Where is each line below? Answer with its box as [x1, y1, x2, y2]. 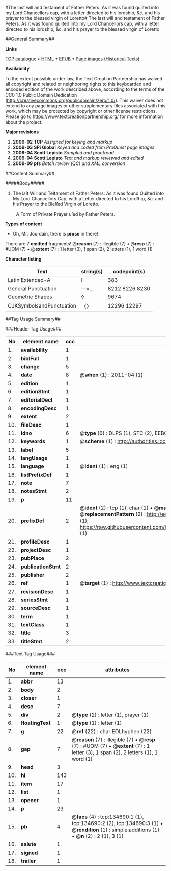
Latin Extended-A [8, 277, 51, 284]
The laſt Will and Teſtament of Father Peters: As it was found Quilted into [12, 190, 164, 196]
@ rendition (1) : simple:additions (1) [71, 826, 160, 833]
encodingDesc [21, 405, 57, 412]
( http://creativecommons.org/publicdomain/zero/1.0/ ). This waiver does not [5, 97, 164, 103]
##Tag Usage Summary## [5, 316, 61, 322]
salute [21, 841, 37, 848]
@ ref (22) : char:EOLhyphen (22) [71, 728, 152, 735]
